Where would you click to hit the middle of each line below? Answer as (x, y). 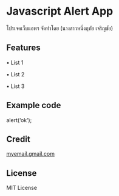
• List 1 (15, 62)
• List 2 (15, 74)
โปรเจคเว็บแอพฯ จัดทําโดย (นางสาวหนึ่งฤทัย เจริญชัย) (60, 28)
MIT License (22, 188)
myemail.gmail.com (30, 154)
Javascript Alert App (60, 11)
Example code (34, 105)
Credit (18, 139)
